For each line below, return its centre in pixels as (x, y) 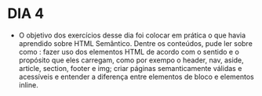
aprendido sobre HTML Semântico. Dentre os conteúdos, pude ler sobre (135, 43)
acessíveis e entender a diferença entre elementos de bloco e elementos (136, 76)
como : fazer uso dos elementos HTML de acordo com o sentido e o (129, 52)
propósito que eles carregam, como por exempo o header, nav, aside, (131, 60)
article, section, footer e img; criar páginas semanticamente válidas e (130, 68)
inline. (28, 85)
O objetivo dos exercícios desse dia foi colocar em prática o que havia (132, 35)
